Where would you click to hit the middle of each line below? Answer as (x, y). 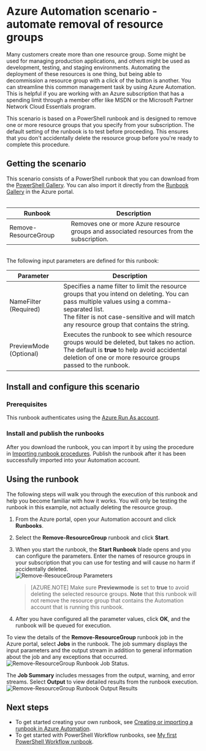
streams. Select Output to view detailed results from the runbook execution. (102, 682)
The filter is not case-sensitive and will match (129, 317)
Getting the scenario (46, 164)
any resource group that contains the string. (127, 325)
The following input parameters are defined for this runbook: (83, 260)
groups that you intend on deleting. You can (126, 294)
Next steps (28, 707)
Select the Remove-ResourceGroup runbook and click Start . (92, 537)
